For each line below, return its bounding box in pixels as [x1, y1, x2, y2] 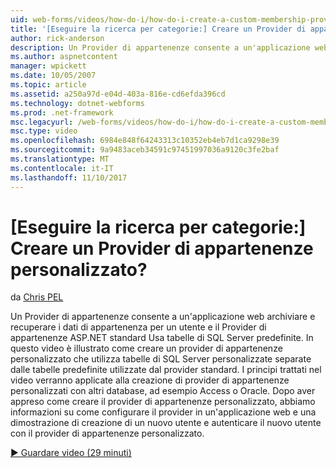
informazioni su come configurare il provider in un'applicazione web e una [10, 406, 317, 418]
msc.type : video [10, 126, 78, 136]
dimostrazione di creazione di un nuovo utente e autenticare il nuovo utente [10, 417, 322, 429]
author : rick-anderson [10, 33, 105, 43]
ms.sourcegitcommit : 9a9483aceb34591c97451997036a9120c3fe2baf [10, 145, 280, 155]
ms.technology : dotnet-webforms [10, 98, 145, 108]
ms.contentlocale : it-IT [10, 163, 114, 173]
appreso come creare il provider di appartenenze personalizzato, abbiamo [10, 396, 316, 408]
